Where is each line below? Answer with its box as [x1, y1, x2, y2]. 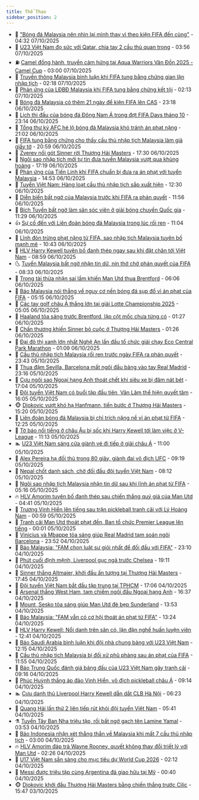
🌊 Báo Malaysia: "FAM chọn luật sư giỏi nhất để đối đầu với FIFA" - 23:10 [14, 544, 192, 551]
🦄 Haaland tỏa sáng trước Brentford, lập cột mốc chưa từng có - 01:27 [14, 312, 185, 320]
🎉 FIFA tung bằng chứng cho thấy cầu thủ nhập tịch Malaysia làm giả [14, 137, 183, 144]
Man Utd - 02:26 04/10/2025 [14, 749, 86, 756]
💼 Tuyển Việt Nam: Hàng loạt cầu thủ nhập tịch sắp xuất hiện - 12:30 [14, 181, 182, 188]
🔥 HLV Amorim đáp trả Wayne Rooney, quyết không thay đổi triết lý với [14, 743, 188, 750]
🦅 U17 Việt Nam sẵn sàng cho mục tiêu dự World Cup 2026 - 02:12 [14, 755, 178, 763]
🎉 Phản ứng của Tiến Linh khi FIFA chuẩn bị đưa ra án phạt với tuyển [14, 168, 182, 175]
